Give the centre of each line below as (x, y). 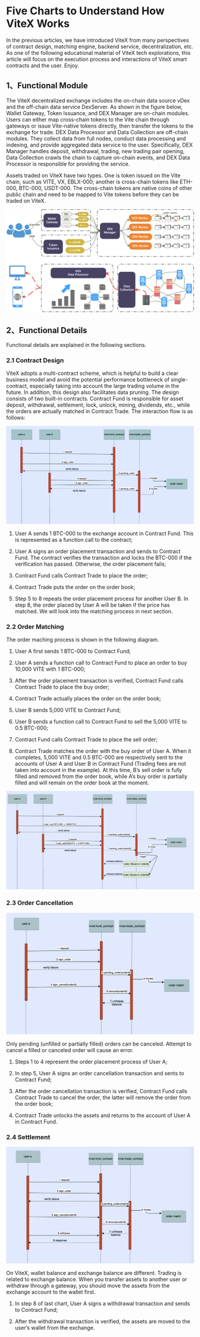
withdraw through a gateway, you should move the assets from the (88, 1285)
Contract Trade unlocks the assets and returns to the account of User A (103, 1115)
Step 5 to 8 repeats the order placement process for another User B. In (101, 598)
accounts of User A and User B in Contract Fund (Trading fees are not (100, 764)
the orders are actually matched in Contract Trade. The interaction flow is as (100, 411)
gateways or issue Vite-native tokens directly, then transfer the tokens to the (100, 126)
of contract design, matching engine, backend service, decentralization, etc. (100, 46)
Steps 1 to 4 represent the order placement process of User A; (91, 1062)
